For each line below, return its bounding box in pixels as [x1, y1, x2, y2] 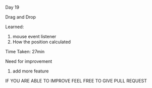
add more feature [12, 68, 49, 74]
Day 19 [5, 5, 19, 10]
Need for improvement [5, 58, 53, 64]
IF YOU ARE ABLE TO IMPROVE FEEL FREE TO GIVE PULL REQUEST [5, 78, 147, 83]
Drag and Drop [5, 14, 36, 20]
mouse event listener [12, 34, 57, 39]
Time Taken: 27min [5, 49, 45, 54]
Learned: [5, 24, 24, 30]
